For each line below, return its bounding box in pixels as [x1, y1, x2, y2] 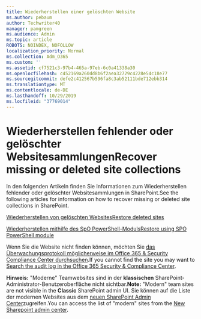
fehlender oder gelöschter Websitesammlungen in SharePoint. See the [6, 189, 179, 196]
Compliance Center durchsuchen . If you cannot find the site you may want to [6, 256, 195, 263]
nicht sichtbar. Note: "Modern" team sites [92, 280, 194, 288]
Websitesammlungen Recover [6, 150, 157, 163]
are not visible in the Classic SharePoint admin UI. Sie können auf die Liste [6, 286, 191, 294]
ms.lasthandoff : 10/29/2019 [6, 93, 77, 99]
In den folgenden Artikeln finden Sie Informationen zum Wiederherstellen [6, 182, 187, 190]
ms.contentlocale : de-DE [6, 87, 68, 93]
